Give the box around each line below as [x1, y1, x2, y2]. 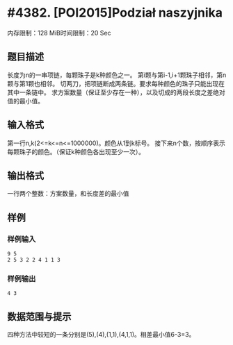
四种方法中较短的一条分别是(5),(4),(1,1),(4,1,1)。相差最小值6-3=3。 [7, 330, 195, 339]
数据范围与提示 [7, 310, 72, 322]
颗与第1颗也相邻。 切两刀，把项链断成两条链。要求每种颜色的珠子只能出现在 [7, 79, 225, 87]
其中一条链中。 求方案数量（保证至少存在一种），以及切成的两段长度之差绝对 [7, 88, 225, 96]
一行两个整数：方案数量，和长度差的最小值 [7, 190, 129, 198]
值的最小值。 [7, 96, 44, 105]
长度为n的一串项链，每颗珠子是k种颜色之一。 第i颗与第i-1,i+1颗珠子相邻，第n [7, 71, 227, 79]
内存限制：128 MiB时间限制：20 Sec [7, 28, 111, 37]
